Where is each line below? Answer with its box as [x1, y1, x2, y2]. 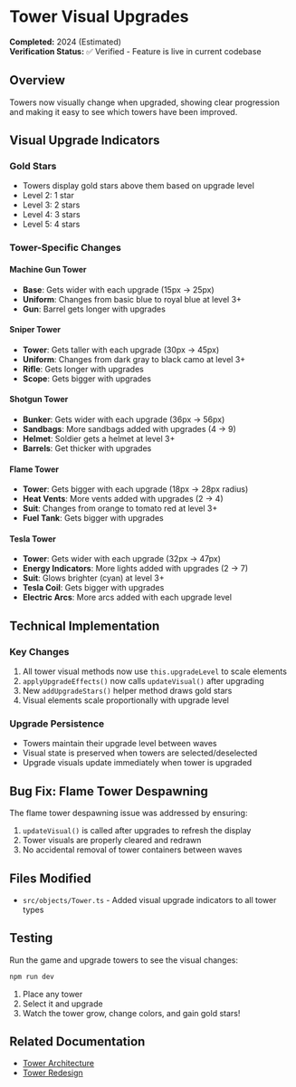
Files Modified [9, 871, 92, 886]
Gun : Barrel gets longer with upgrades [22, 303, 166, 314]
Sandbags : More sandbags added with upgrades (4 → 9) [22, 423, 237, 434]
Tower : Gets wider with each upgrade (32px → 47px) [22, 553, 222, 564]
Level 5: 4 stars [22, 219, 81, 230]
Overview [9, 72, 66, 88]
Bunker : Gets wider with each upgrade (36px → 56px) [22, 414, 225, 425]
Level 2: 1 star [22, 190, 74, 201]
